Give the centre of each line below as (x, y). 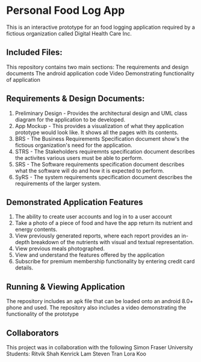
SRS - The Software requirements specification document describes (100, 164)
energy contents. (36, 230)
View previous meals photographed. (60, 249)
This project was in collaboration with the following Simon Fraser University (100, 347)
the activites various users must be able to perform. (79, 158)
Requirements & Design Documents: (76, 99)
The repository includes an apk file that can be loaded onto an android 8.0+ (100, 301)
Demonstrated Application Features (75, 202)
